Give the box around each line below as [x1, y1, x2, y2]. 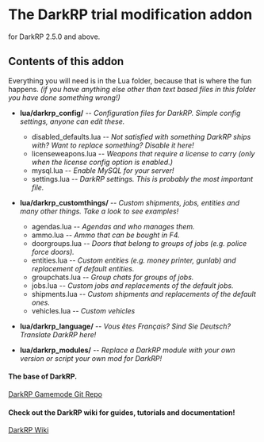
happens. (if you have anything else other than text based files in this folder [8, 84, 256, 94]
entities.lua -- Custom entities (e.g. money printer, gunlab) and [31, 256, 236, 265]
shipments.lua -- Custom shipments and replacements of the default [31, 289, 256, 298]
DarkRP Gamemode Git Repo [8, 389, 103, 398]
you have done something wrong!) [8, 93, 121, 102]
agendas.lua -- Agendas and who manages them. [31, 221, 196, 231]
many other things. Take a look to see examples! [19, 206, 179, 216]
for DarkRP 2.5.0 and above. [8, 32, 101, 41]
